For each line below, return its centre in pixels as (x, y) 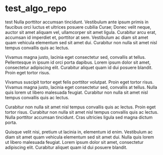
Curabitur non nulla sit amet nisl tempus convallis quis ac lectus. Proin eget (81, 107)
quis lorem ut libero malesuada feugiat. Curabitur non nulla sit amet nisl (76, 92)
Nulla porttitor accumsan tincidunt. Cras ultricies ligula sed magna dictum (79, 117)
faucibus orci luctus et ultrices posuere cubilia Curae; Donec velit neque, (78, 27)
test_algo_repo (36, 9)
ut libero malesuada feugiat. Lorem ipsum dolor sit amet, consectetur (74, 142)
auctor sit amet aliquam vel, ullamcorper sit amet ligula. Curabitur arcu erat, (81, 32)
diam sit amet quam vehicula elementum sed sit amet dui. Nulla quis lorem (80, 137)
